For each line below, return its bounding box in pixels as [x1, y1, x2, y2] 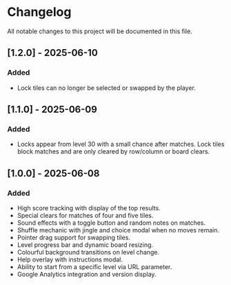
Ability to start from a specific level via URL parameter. [17, 263, 172, 270]
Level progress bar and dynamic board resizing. [17, 241, 154, 249]
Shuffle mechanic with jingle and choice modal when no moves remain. [17, 226, 219, 234]
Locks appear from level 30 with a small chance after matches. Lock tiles [17, 140, 225, 149]
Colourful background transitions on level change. [17, 248, 160, 256]
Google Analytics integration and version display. [17, 270, 157, 278]
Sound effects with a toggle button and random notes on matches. [17, 219, 205, 227]
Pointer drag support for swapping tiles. [17, 233, 131, 241]
